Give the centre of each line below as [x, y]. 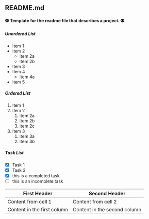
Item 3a [27, 136]
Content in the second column [107, 210]
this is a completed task [36, 176]
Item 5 [18, 82]
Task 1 [18, 165]
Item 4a [27, 77]
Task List [15, 152]
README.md [25, 8]
